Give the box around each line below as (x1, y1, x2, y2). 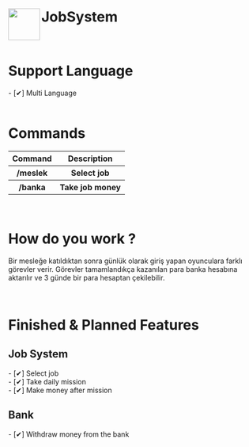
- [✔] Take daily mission (8, 376, 87, 386)
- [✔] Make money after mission (8, 385, 112, 395)
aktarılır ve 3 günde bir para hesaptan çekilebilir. (8, 273, 165, 282)
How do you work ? (8, 230, 137, 247)
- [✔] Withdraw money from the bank (8, 429, 130, 439)
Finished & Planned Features (8, 315, 199, 334)
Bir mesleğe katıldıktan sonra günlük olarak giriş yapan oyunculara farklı (8, 256, 243, 266)
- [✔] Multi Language (8, 88, 77, 97)
